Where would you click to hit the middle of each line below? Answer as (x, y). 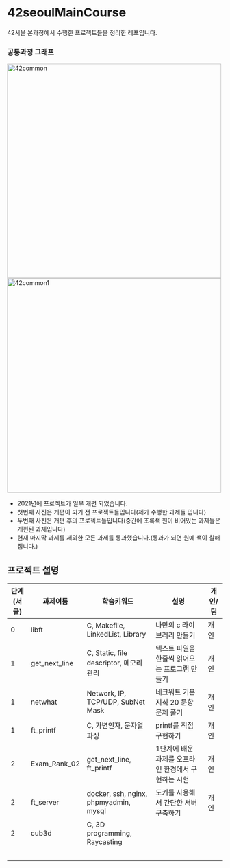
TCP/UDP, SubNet (116, 702)
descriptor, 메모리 (115, 663)
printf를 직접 (174, 726)
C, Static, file (107, 653)
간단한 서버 (180, 803)
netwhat (44, 702)
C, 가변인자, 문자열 (115, 726)
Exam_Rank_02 (55, 764)
